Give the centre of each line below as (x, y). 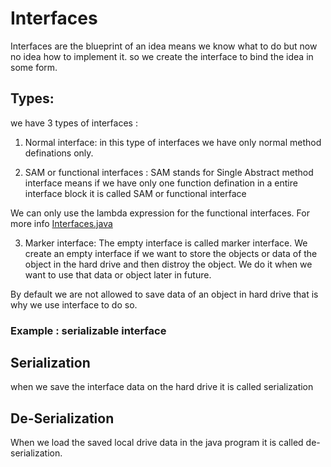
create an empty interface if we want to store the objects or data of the (171, 253)
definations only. (59, 153)
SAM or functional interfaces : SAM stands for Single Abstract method (169, 172)
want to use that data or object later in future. (118, 274)
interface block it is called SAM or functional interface (135, 193)
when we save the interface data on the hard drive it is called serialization (162, 387)
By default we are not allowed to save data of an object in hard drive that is (164, 294)
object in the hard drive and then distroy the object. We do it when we (168, 264)
